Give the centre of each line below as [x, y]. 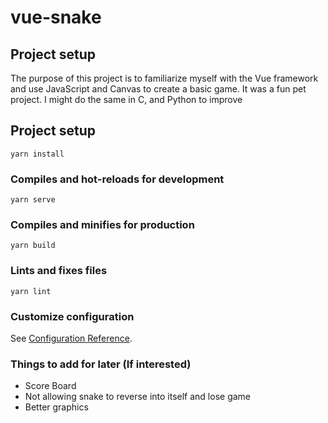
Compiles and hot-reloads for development [117, 179]
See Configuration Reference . [71, 338]
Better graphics [56, 407]
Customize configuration [72, 316]
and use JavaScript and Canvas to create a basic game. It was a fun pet [158, 89]
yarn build [33, 246]
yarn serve [33, 200]
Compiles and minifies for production [102, 225]
